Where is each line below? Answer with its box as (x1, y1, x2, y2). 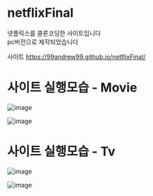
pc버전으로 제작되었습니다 (7, 37, 79, 46)
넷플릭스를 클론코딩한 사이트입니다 (7, 29, 101, 37)
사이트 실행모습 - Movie (7, 80, 138, 96)
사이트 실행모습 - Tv (7, 143, 116, 160)
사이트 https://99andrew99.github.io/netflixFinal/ (7, 52, 146, 61)
